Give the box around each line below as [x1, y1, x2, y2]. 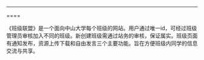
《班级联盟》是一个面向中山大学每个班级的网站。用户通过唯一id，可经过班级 [6, 25, 197, 32]
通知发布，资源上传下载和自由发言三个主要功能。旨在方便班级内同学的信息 [11, 40, 198, 47]
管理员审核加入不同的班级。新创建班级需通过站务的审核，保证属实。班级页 [6, 32, 192, 39]
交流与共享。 [6, 47, 38, 55]
